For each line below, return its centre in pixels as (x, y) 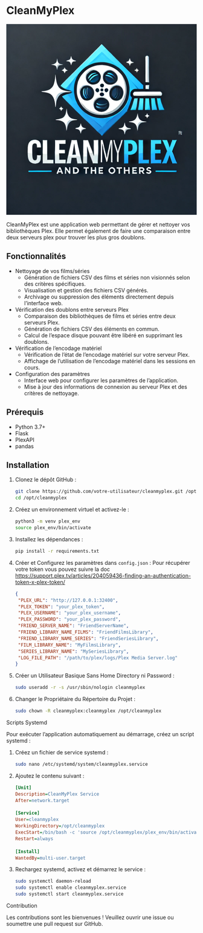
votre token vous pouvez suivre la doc (63, 569)
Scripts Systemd (27, 722)
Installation (28, 465)
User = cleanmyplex (37, 820)
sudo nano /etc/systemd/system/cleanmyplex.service (81, 764)
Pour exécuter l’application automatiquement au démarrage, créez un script (100, 734)
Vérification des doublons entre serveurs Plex (72, 309)
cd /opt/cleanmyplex (41, 498)
